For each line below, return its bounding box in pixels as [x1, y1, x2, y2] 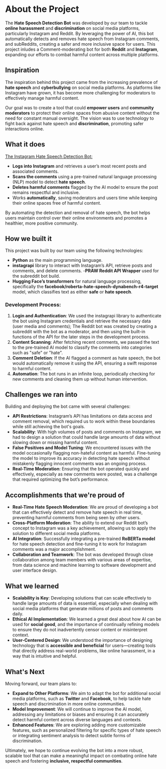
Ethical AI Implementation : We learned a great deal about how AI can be [12, 616, 162, 622]
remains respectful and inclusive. [12, 189, 80, 195]
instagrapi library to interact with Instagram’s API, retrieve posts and [12, 262, 152, 269]
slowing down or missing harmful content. [12, 440, 98, 446]
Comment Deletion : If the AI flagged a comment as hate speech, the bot [12, 355, 161, 361]
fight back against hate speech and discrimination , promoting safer [5, 120, 144, 126]
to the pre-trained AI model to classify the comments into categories [12, 344, 152, 350]
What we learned [5, 582, 59, 590]
